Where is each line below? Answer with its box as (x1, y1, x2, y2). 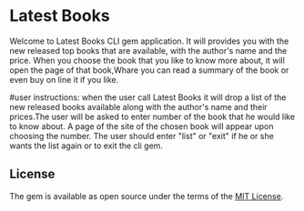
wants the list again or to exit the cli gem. (9, 140, 164, 151)
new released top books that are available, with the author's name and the (9, 45, 288, 55)
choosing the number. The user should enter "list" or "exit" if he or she (9, 130, 275, 141)
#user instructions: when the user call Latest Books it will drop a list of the (9, 92, 287, 103)
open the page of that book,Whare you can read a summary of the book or (9, 65, 289, 75)
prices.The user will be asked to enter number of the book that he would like (9, 111, 296, 122)
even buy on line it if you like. (9, 74, 119, 85)
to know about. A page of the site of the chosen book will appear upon (9, 120, 274, 132)
